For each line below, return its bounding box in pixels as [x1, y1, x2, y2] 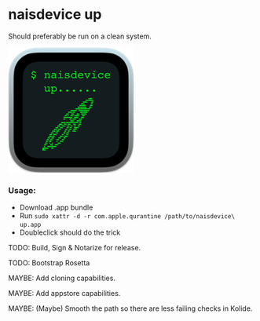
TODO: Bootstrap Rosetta [8, 258, 90, 268]
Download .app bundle [19, 202, 93, 213]
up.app [19, 221, 42, 229]
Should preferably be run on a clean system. [8, 31, 152, 41]
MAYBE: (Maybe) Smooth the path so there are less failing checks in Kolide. [8, 304, 253, 313]
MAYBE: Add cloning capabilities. [8, 273, 116, 283]
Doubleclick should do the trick [19, 228, 121, 237]
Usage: [8, 184, 37, 195]
